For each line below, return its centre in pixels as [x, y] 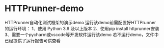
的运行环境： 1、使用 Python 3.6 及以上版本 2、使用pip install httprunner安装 [82, 28]
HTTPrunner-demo [44, 8]
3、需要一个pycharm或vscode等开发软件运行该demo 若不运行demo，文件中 [82, 34]
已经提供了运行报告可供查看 [33, 40]
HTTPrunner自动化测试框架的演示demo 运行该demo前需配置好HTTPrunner [80, 22]
